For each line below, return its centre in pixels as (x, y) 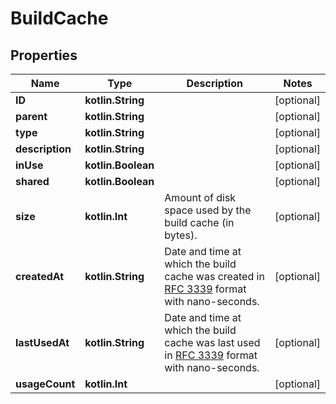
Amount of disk (200, 197)
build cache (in (199, 222)
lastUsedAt (42, 342)
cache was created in (214, 276)
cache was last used (212, 342)
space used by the (208, 210)
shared (32, 181)
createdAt (40, 276)
